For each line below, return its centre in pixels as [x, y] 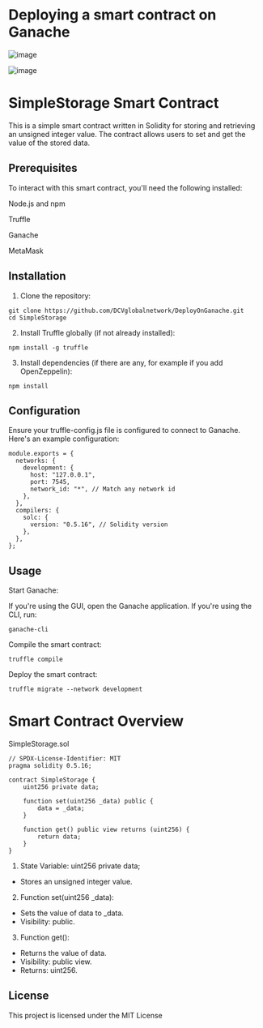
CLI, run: [23, 615]
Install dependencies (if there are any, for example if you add [121, 362]
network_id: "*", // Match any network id [102, 489]
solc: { [36, 518]
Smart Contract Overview [96, 721]
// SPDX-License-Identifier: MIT [65, 759]
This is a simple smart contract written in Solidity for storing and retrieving [132, 125]
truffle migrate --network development [76, 690]
